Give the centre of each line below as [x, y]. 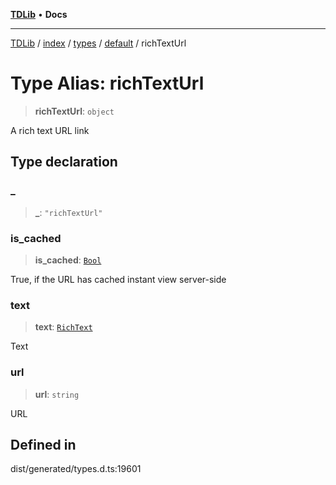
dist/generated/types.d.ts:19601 [76, 469]
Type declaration [64, 162]
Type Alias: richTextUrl [107, 83]
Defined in [43, 444]
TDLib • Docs [39, 14]
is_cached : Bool [68, 260]
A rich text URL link [50, 130]
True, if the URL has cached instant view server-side [118, 279]
